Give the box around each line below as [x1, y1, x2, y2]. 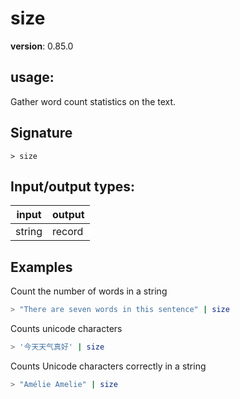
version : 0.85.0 [10, 40, 74, 52]
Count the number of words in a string [10, 285, 168, 297]
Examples [10, 258, 73, 276]
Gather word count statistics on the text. [10, 95, 177, 107]
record [52, 225, 84, 239]
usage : [10, 69, 55, 86]
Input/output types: [10, 178, 136, 195]
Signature [10, 125, 73, 142]
